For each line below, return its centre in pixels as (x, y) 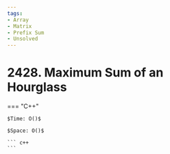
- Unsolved (23, 39)
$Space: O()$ (26, 131)
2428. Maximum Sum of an (85, 73)
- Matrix (20, 26)
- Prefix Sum (26, 33)
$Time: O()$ (24, 119)
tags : (15, 13)
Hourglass (37, 87)
